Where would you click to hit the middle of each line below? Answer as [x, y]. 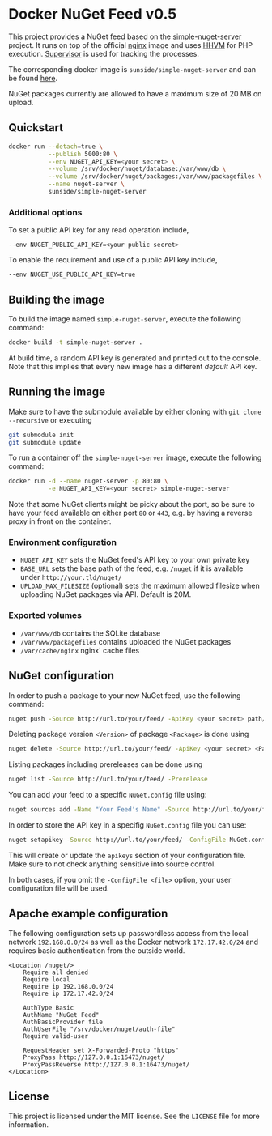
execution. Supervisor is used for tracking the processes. [104, 53]
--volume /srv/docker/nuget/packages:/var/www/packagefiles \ [155, 177]
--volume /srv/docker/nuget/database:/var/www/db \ [137, 169]
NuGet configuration [62, 676]
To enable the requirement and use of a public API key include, [113, 260]
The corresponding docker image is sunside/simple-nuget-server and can [132, 69]
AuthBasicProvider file [63, 1022]
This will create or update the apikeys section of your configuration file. [127, 855]
